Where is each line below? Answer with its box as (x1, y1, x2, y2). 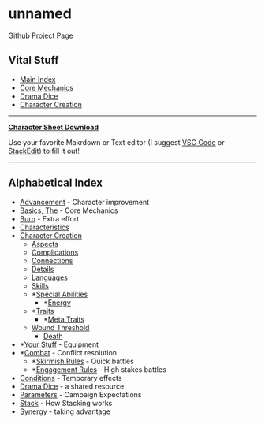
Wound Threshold (31, 322, 90, 332)
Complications (31, 247, 79, 257)
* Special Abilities (31, 289, 88, 299)
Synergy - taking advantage (19, 407, 110, 416)
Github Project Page (8, 31, 73, 40)
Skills (31, 281, 49, 290)
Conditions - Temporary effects (19, 373, 122, 382)
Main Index (19, 74, 56, 84)
